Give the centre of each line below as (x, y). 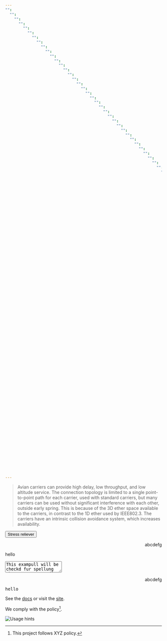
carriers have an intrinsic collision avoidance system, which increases (89, 519)
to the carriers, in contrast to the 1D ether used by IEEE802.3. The (84, 513)
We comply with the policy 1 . (34, 609)
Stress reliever (21, 535)
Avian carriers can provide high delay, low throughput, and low (81, 487)
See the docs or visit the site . (35, 599)
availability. (29, 524)
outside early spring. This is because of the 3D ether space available (87, 508)
